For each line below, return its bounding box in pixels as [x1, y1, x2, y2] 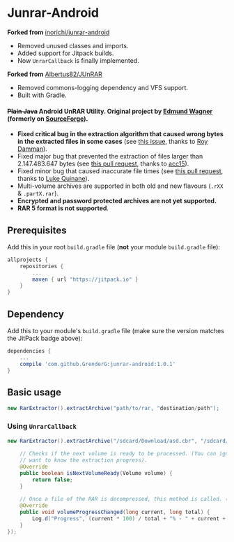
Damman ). [17, 145, 47, 153]
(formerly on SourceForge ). [7, 114, 88, 123]
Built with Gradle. [17, 91, 68, 99]
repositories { [19, 263, 64, 270]
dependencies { [7, 348, 52, 355]
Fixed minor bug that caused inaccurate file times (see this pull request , [17, 167, 224, 175]
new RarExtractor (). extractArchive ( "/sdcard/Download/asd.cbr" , [7, 437, 198, 444]
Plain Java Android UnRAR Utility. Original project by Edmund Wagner [7, 107, 213, 115]
